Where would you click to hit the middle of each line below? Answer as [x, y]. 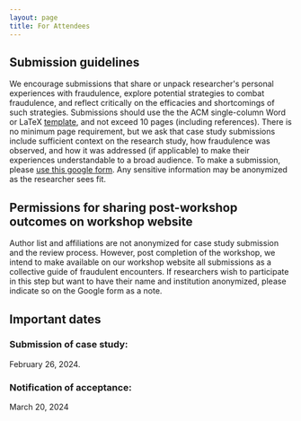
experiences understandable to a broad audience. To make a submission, [145, 160]
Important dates [55, 319]
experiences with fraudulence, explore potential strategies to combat [137, 93]
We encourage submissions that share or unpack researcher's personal [142, 84]
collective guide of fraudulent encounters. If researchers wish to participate [149, 272]
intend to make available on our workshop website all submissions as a [141, 262]
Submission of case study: [69, 345]
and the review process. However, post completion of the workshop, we [142, 253]
